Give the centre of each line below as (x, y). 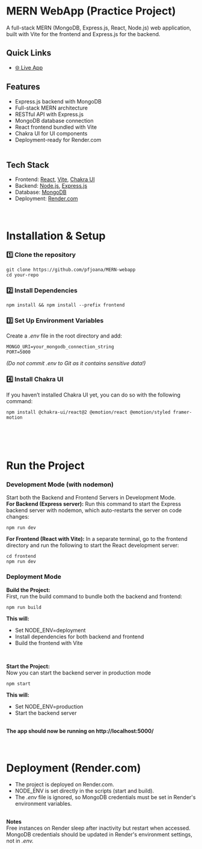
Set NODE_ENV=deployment (50, 630)
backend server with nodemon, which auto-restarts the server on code (94, 510)
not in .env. (20, 841)
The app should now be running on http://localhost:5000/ (80, 731)
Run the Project (45, 465)
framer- (182, 412)
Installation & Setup (56, 236)
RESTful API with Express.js (49, 114)
